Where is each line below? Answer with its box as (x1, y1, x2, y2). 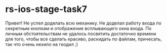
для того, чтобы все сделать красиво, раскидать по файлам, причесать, (5, 36, 162, 42)
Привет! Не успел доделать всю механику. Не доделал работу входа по (5, 20, 162, 26)
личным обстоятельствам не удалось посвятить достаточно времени (5, 30, 156, 36)
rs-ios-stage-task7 (5, 3, 88, 15)
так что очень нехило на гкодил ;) (5, 41, 78, 47)
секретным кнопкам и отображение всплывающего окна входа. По (5, 25, 152, 31)
